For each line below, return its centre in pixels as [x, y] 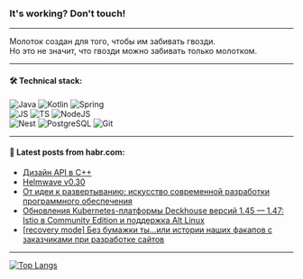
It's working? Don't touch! [68, 13]
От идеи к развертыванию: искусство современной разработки [146, 191]
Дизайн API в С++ [57, 172]
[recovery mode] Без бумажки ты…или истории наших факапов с [147, 229]
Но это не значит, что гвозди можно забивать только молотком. [133, 51]
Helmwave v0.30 [54, 182]
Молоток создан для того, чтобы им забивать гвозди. [113, 41]
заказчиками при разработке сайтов [93, 239]
